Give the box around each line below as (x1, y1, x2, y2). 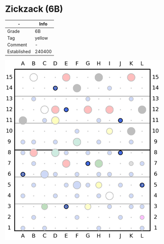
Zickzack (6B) (5, 3, 63, 15)
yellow (35, 35, 48, 41)
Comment (7, 42, 27, 48)
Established (7, 49, 31, 54)
